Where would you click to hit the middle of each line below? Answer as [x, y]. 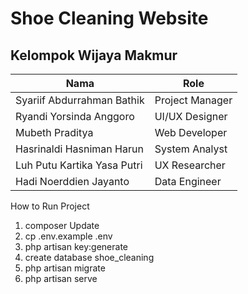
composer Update [62, 225]
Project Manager [193, 100]
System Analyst [191, 149]
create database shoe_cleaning [89, 257]
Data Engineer [188, 181]
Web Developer [191, 132]
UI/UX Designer [191, 116]
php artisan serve [61, 278]
